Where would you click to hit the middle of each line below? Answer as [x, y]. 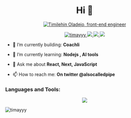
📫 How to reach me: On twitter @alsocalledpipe [64, 74]
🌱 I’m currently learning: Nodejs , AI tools [55, 54]
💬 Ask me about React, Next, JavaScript [55, 64]
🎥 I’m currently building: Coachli [46, 45]
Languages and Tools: [33, 89]
